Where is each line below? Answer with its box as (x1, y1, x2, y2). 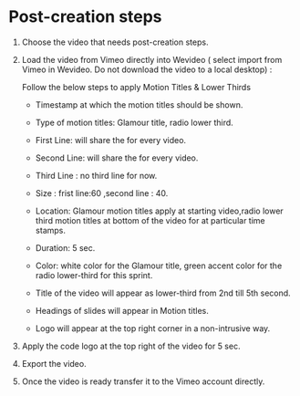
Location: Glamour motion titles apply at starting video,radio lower (35, 205, 284, 216)
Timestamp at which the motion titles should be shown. (35, 99, 243, 110)
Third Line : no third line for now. (35, 170, 158, 181)
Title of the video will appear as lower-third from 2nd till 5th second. (35, 287, 291, 298)
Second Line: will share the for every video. (35, 152, 199, 163)
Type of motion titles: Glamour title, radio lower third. (35, 117, 233, 128)
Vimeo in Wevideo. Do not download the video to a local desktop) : (21, 64, 273, 75)
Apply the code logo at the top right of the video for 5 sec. (21, 340, 241, 351)
